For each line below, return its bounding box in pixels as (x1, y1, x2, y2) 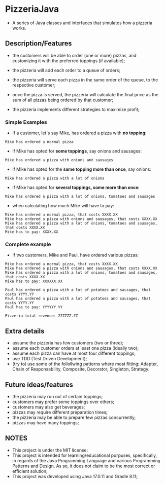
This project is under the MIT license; (12, 447, 88, 453)
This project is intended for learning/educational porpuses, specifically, (12, 452, 157, 458)
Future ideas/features (5, 380, 73, 389)
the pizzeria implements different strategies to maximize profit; (12, 106, 140, 112)
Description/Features (5, 39, 72, 48)
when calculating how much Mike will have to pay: (12, 203, 114, 209)
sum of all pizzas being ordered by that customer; (12, 97, 113, 103)
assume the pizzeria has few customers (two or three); (12, 340, 124, 346)
